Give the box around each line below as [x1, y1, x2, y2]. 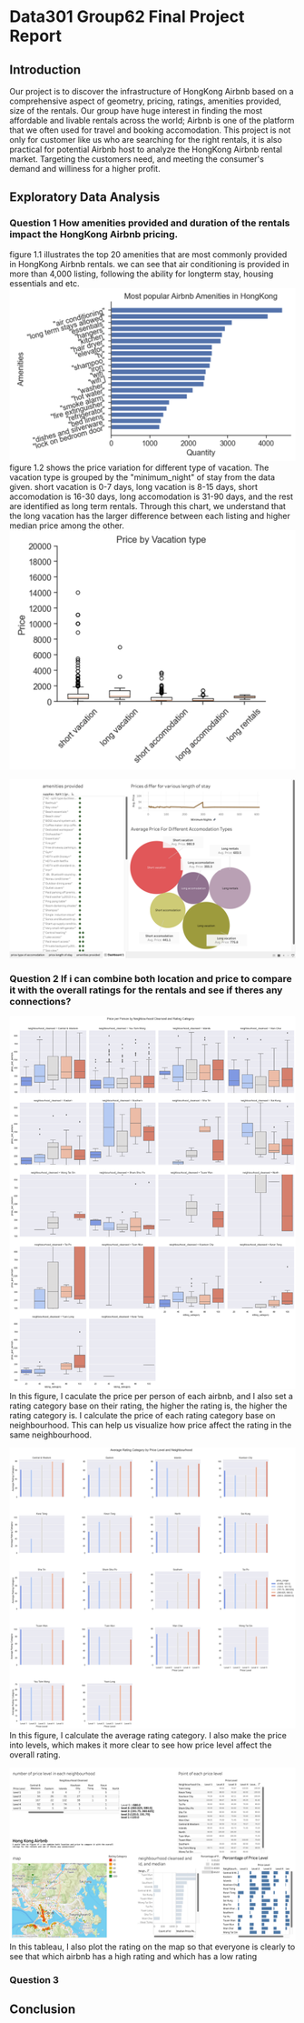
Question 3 [9, 1973, 59, 1986]
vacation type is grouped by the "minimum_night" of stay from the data [9, 472, 275, 483]
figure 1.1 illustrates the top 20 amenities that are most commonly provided [9, 248, 288, 260]
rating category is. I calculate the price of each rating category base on [9, 1410, 276, 1421]
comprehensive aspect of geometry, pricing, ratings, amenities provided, [9, 95, 282, 106]
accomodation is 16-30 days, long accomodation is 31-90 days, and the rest [9, 491, 293, 502]
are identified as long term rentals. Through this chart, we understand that [9, 501, 286, 512]
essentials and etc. [9, 277, 80, 288]
